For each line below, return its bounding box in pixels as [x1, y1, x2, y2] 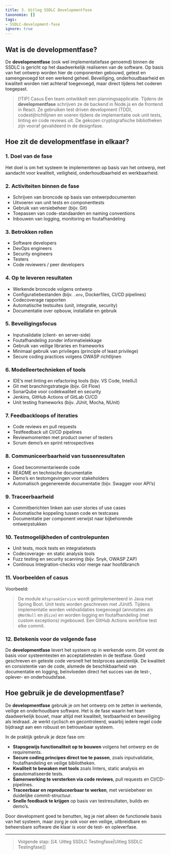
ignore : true [5, 26, 33, 32]
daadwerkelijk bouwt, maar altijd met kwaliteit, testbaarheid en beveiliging [5, 713, 160, 719]
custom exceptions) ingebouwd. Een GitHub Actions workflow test [17, 617, 157, 623]
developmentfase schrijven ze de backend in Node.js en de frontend [17, 101, 163, 107]
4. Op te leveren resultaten [5, 274, 73, 282]
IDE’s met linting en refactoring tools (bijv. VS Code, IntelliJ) [12, 378, 138, 384]
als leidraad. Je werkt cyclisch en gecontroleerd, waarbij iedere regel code [5, 719, 162, 725]
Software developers [12, 240, 57, 246]
